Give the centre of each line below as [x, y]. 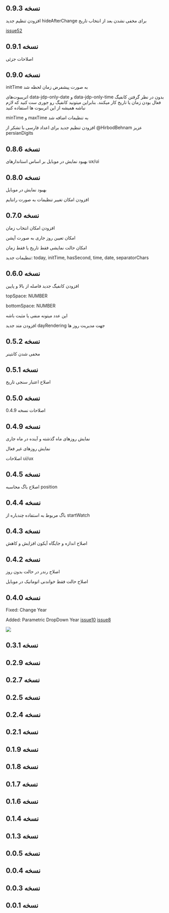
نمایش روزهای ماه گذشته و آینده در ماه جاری [48, 439]
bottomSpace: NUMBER [31, 306]
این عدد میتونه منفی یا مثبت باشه [37, 315]
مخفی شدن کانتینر [23, 353]
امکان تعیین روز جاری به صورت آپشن [41, 238]
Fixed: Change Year [26, 610]
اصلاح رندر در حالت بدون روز [33, 572]
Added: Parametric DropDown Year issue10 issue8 [58, 620]
